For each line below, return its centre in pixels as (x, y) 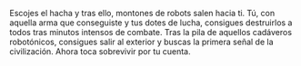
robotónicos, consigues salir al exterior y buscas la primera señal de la (142, 42)
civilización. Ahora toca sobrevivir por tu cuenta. (100, 52)
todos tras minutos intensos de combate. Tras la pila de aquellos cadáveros (151, 32)
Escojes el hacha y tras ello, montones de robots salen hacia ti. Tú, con (142, 13)
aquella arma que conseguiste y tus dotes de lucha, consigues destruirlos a (151, 23)
